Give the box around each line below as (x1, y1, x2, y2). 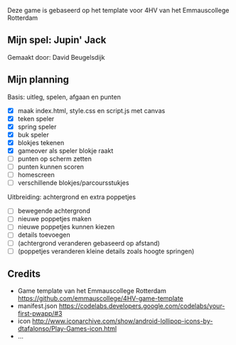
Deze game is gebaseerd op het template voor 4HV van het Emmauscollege (7, 6, 230, 14)
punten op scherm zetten (17, 154, 92, 163)
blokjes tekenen (17, 138, 65, 147)
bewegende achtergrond (17, 206, 90, 216)
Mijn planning (7, 74, 70, 86)
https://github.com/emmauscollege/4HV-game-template (17, 294, 183, 303)
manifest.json (17, 302, 58, 310)
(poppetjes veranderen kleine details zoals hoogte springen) (17, 247, 195, 255)
